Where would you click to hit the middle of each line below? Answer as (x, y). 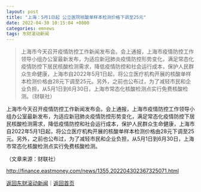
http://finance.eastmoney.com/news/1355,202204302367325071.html (93, 171)
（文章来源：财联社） (32, 159)
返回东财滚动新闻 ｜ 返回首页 (40, 183)
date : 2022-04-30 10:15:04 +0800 (48, 23)
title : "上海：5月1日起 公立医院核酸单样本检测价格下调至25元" (76, 17)
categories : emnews (31, 28)
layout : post (22, 12)
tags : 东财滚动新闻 (28, 34)
